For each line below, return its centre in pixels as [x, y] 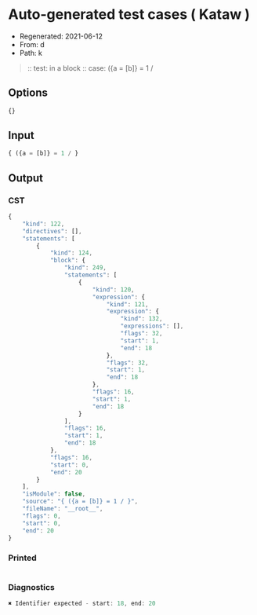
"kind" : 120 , [113, 289]
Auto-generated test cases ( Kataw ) [129, 15]
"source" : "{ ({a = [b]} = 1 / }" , [80, 502]
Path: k [31, 53]
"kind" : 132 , [141, 319]
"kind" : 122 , [43, 224]
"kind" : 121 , [127, 304]
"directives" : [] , [52, 231]
